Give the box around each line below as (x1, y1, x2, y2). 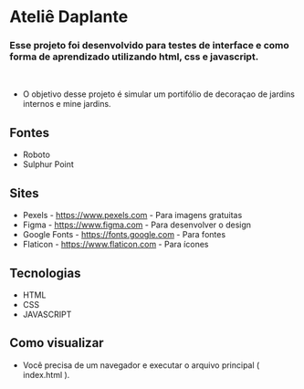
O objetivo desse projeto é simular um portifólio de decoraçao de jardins (22, 89, 295, 100)
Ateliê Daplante (9, 6, 129, 27)
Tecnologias (9, 265, 81, 280)
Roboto (22, 149, 50, 161)
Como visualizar (9, 335, 104, 351)
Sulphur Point (22, 159, 75, 170)
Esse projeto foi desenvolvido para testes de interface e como (9, 39, 289, 52)
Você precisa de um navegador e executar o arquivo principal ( (22, 359, 260, 371)
